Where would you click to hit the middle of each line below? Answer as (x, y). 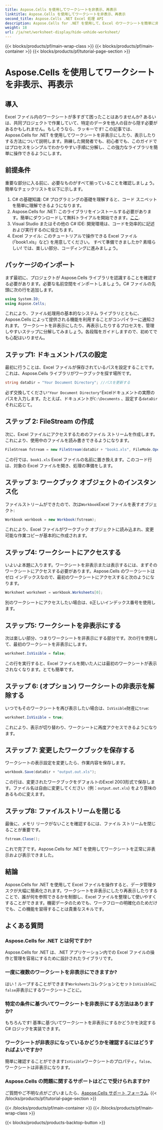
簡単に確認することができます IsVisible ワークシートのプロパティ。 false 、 (80, 1061)
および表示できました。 (33, 855)
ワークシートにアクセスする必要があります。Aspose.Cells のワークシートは (80, 571)
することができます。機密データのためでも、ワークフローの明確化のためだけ (81, 903)
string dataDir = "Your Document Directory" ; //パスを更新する (68, 383)
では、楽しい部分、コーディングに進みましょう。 (72, 248)
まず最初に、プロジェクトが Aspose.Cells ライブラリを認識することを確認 (79, 277)
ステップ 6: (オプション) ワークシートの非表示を (77, 686)
